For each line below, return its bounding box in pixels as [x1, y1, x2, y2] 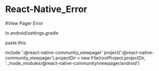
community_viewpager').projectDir [5, 54, 76, 61]
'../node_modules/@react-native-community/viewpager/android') [5, 60, 140, 66]
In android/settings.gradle [5, 30, 59, 36]
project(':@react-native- [104, 49, 154, 55]
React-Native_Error [5, 4, 88, 15]
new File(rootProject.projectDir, [81, 54, 146, 61]
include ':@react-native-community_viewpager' [5, 49, 103, 55]
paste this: [5, 39, 27, 46]
